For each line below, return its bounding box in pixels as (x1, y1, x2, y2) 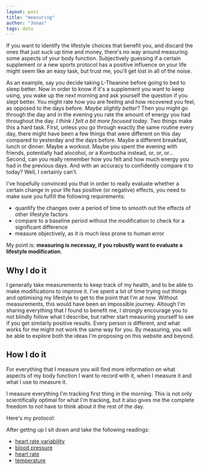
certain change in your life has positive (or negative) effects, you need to (6, 187, 186, 194)
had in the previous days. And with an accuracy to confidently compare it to (6, 162, 194, 169)
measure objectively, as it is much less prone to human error (14, 230, 165, 237)
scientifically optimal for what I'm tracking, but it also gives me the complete (6, 396, 195, 403)
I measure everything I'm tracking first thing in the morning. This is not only (6, 390, 192, 397)
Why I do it (6, 265, 47, 276)
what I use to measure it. (6, 378, 67, 385)
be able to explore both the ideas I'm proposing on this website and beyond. (6, 333, 194, 340)
